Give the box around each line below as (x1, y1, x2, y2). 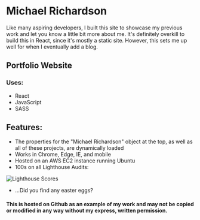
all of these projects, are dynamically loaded (14, 144, 124, 152)
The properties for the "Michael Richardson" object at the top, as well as (14, 138, 193, 145)
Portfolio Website (6, 61, 73, 71)
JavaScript (14, 98, 42, 106)
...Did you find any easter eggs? (14, 187, 94, 194)
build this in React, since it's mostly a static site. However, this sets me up (6, 37, 187, 44)
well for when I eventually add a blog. (6, 43, 99, 50)
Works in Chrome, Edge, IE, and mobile (14, 151, 112, 158)
